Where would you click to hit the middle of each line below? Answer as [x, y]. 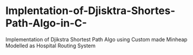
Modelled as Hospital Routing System [51, 46]
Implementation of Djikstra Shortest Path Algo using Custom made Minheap [96, 39]
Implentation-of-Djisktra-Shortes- [91, 11]
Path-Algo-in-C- [46, 23]
